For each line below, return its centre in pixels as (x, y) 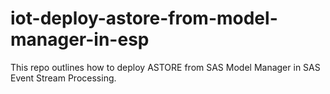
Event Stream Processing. (63, 78)
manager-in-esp (80, 39)
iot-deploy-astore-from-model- (144, 18)
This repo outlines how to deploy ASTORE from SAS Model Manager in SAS (165, 67)
